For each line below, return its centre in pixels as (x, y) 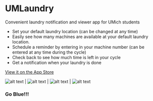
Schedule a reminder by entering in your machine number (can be (78, 47)
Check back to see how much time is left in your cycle (66, 57)
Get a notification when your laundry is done (57, 62)
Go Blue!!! (17, 94)
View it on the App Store (29, 72)
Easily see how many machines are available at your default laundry (80, 37)
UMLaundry (29, 9)
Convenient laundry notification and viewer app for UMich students (72, 22)
